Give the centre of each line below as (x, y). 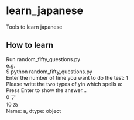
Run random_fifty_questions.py (43, 59)
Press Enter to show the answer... (46, 90)
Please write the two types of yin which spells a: (64, 84)
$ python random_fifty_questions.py (49, 72)
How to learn (30, 45)
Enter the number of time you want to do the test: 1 (67, 77)
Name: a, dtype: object (34, 111)
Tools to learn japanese (34, 27)
